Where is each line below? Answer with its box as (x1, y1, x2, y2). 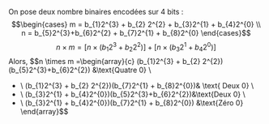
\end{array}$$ (19, 107, 69, 117)
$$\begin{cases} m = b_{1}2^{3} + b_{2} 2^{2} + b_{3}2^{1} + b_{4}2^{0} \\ (11, 19, 262, 29)
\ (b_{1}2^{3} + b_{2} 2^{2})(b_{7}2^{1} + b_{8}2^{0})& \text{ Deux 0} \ (19, 81, 254, 91)
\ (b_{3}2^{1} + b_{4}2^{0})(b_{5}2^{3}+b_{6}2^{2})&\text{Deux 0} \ (19, 89, 246, 100)
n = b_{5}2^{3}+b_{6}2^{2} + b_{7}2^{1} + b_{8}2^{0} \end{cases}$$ (21, 28, 251, 37)
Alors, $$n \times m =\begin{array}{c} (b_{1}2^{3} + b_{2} (8, 57, 201, 66)
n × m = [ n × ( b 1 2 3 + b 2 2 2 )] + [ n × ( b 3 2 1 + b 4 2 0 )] (56, 41, 216, 53)
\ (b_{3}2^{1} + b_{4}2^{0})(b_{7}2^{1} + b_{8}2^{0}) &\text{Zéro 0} (19, 98, 244, 108)
